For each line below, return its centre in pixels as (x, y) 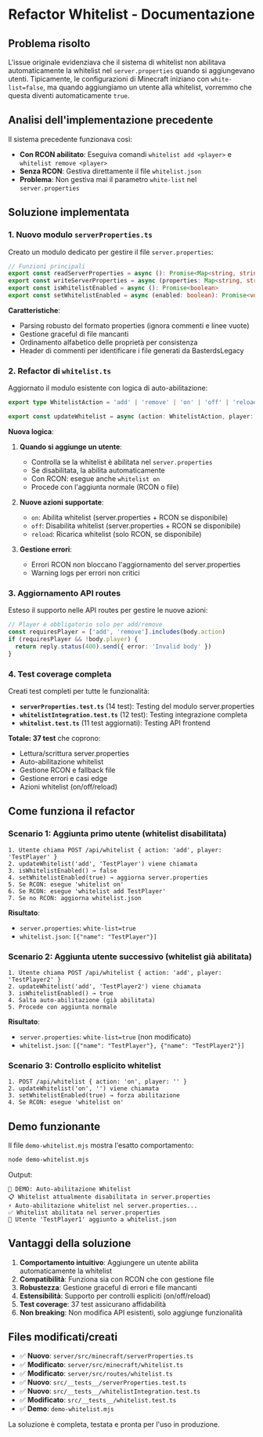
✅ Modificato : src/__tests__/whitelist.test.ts (98, 1400)
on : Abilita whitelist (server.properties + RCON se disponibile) (130, 517)
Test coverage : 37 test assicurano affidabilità (93, 1304)
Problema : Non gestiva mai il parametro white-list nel (108, 179)
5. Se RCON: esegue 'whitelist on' (66, 884)
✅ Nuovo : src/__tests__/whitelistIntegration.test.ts (110, 1391)
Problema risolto (49, 44)
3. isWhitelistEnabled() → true (61, 993)
